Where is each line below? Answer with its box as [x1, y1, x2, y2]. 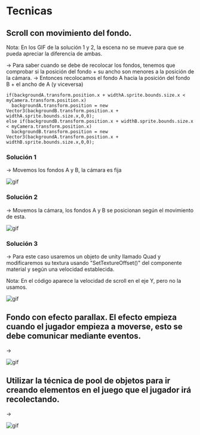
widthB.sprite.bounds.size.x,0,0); [6, 139, 95, 145]
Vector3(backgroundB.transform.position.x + [6, 108, 119, 114]
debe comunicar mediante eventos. [6, 331, 141, 341]
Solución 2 [6, 193, 38, 201]
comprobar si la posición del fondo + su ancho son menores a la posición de [6, 68, 195, 75]
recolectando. [6, 394, 60, 405]
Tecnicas [6, 4, 53, 18]
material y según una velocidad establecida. [6, 266, 115, 273]
